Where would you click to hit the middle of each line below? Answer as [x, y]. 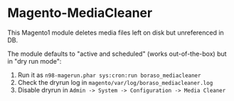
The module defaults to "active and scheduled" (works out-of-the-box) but [117, 54]
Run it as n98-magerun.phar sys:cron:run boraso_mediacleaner [109, 75]
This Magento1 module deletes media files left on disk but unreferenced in [116, 32]
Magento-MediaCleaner [80, 13]
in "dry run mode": [34, 61]
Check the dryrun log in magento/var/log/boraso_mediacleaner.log [115, 82]
